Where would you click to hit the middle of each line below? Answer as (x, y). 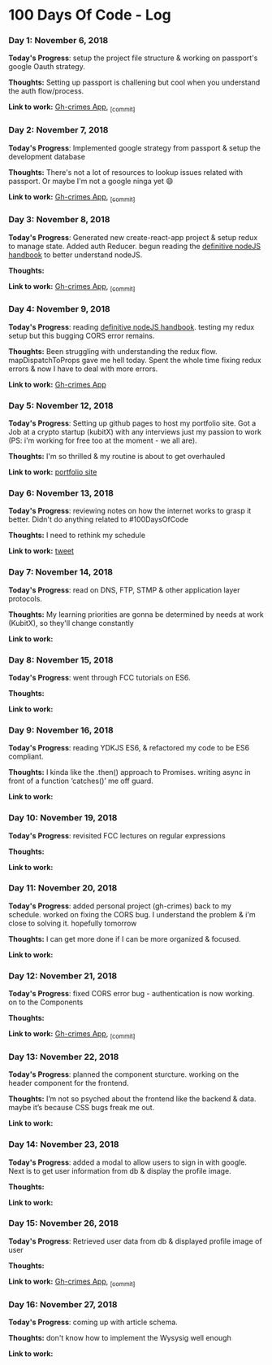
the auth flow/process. (46, 91)
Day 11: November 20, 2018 (63, 888)
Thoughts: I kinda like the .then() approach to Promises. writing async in (130, 772)
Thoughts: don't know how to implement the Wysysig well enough (120, 1337)
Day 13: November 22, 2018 (64, 1057)
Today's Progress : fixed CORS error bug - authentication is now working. (132, 994)
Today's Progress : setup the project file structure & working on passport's (133, 58)
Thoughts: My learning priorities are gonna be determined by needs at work (136, 614)
